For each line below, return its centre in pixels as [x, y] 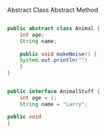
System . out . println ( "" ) [54, 60]
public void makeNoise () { [58, 54]
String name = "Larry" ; [54, 104]
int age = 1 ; [38, 98]
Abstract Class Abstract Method [53, 10]
